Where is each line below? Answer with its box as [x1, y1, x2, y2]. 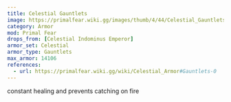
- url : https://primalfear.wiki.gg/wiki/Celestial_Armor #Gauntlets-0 [13, 68, 217, 74]
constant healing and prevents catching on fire [7, 87, 140, 95]
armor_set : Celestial [7, 42, 69, 49]
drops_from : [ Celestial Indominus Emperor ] [7, 36, 134, 43]
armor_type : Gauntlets [7, 49, 72, 56]
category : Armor [7, 23, 54, 30]
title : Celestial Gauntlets [7, 10, 88, 17]
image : [7, 17, 26, 23]
